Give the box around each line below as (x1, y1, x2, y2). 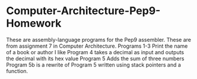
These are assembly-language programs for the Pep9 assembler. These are (6, 36, 192, 43)
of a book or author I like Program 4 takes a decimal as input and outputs (6, 48, 185, 55)
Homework (6, 17, 62, 30)
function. (6, 67, 28, 74)
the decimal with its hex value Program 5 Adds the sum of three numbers (6, 55, 185, 62)
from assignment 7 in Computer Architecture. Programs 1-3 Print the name (6, 42, 188, 50)
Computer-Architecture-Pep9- (6, 4, 161, 18)
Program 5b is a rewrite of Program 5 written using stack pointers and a (6, 61, 181, 68)
